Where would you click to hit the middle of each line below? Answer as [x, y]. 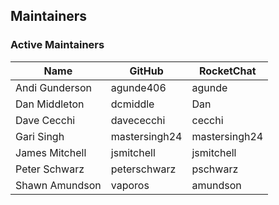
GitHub [146, 71]
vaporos [130, 185]
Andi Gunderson [53, 87]
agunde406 [138, 87]
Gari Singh [40, 136]
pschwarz [215, 169]
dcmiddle [132, 104]
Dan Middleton [50, 104]
